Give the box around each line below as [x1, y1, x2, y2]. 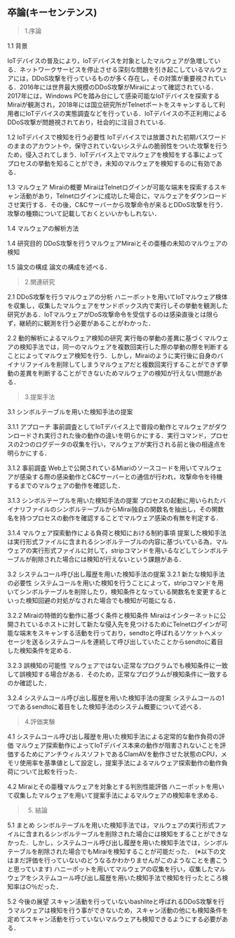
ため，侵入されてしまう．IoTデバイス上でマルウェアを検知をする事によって [7, 150, 224, 159]
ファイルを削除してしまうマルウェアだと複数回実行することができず [25, 360, 222, 369]
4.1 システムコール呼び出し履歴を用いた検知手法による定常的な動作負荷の [7, 732, 220, 741]
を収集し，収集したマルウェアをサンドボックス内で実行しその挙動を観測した [7, 301, 229, 310]
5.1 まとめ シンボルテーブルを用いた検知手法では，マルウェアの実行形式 [7, 821, 215, 829]
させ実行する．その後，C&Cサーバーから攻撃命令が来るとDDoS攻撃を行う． [7, 200, 227, 209]
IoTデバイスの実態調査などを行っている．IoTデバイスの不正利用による [25, 109, 227, 117]
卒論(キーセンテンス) [7, 6, 98, 19]
